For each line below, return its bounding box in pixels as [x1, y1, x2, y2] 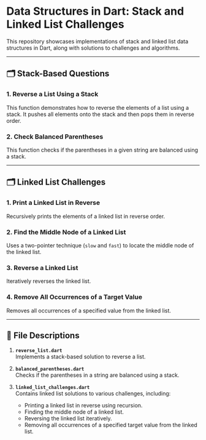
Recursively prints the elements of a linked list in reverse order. [6, 212, 166, 220]
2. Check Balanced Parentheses [6, 132, 104, 141]
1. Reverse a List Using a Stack [6, 90, 99, 99]
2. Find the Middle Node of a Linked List [6, 228, 126, 236]
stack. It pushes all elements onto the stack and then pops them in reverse [6, 110, 194, 118]
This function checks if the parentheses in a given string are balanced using [6, 146, 198, 153]
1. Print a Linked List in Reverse [6, 198, 101, 207]
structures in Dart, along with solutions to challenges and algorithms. [6, 44, 180, 52]
